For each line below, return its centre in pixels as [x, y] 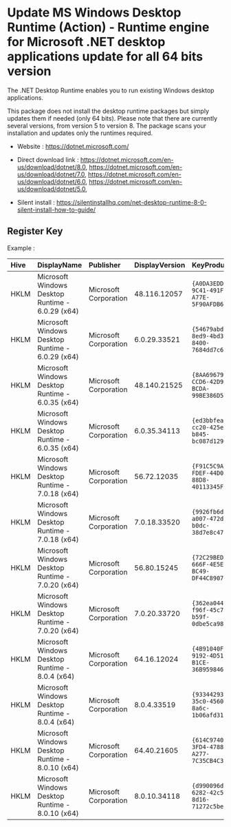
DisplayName [60, 265]
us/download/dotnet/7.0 [51, 174]
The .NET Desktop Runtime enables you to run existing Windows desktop [111, 90]
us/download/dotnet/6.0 [51, 181]
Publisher [104, 265]
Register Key [35, 231]
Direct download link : [48, 159]
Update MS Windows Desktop [94, 13]
